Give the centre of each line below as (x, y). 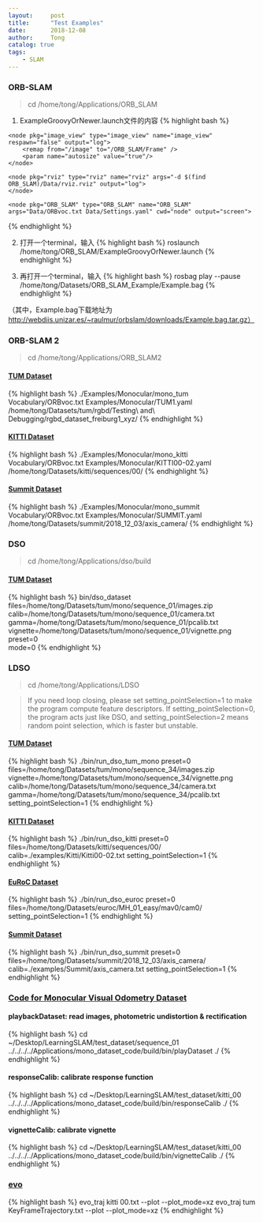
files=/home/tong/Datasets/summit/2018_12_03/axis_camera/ (107, 960)
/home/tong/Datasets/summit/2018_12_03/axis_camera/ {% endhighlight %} (131, 524)
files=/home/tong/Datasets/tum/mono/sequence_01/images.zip (111, 605)
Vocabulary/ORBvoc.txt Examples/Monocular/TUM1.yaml (100, 402)
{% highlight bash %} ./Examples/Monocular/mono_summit (104, 507)
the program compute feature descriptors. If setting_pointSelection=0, (141, 709)
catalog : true (31, 45)
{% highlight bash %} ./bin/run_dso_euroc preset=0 (92, 899)
